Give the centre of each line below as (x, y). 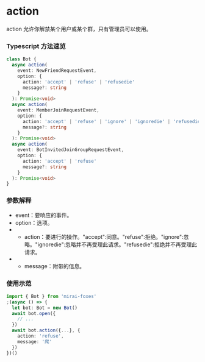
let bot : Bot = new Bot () (45, 308)
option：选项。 (34, 222)
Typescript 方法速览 (36, 46)
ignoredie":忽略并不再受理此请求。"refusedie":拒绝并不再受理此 (117, 244)
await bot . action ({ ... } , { (46, 330)
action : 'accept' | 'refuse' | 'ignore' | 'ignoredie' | (96, 121)
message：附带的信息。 (55, 266)
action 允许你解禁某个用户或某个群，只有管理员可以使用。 (79, 29)
